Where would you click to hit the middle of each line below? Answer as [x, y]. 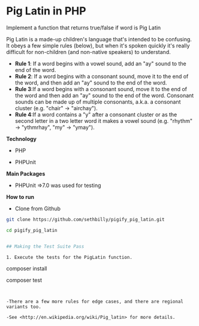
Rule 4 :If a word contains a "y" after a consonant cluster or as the [96, 114]
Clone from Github [38, 209]
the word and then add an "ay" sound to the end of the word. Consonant [104, 95]
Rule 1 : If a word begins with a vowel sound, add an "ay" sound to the [101, 64]
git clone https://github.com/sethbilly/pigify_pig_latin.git [85, 219]
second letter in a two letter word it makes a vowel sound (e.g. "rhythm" [104, 120]
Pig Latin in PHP [46, 11]
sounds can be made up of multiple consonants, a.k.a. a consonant [98, 102]
